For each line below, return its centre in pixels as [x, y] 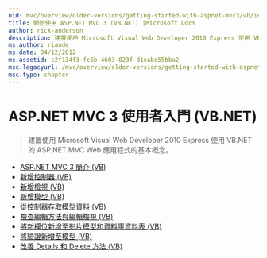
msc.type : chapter [39, 75]
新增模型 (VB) [42, 196]
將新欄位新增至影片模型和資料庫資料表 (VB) [91, 226]
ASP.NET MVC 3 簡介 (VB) [63, 167]
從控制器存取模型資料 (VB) [63, 206]
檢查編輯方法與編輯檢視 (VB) [66, 216]
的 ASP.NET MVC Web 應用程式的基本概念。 [100, 150]
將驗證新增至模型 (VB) [56, 236]
